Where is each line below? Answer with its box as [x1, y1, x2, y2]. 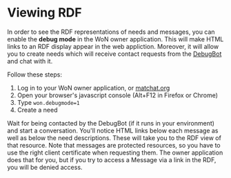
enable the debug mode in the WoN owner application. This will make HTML [7, 34, 224, 43]
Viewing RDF [7, 5, 82, 21]
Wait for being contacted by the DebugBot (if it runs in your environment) [7, 119, 215, 127]
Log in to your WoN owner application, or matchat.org [17, 83, 170, 92]
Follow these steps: [7, 70, 62, 79]
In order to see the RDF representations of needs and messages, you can [7, 28, 215, 36]
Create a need [17, 106, 58, 114]
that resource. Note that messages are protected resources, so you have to [7, 141, 221, 149]
